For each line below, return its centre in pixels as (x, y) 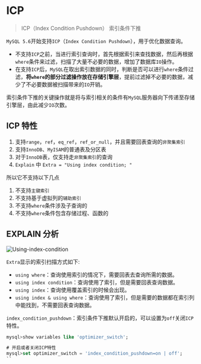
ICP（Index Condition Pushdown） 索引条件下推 (81, 28)
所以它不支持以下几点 (33, 177)
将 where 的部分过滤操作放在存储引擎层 (72, 77)
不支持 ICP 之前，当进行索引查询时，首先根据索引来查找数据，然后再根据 (104, 54)
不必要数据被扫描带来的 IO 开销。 (66, 84)
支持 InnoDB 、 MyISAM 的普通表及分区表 (61, 149)
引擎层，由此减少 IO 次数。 (38, 105)
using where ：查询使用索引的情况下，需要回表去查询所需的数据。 (96, 275)
